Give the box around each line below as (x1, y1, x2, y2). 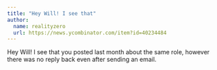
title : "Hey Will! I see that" (7, 10, 97, 17)
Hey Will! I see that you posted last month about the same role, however (7, 48, 210, 56)
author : (7, 16, 29, 23)
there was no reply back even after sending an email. (7, 56, 157, 64)
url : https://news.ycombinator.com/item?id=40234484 (13, 29, 167, 36)
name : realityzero (13, 23, 66, 30)
